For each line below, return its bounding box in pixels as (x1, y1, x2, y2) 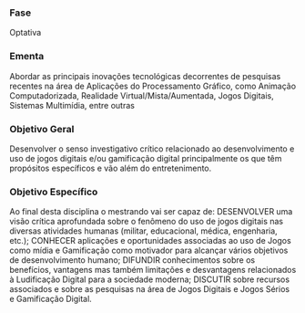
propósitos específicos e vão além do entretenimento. (9, 162, 212, 173)
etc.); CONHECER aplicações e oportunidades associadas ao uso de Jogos (9, 235, 291, 246)
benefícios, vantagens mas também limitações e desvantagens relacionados (9, 265, 297, 276)
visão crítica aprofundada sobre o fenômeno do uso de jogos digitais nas (9, 216, 284, 227)
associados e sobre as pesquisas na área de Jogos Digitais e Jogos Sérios (9, 284, 290, 295)
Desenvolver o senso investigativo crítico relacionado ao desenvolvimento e (9, 143, 295, 154)
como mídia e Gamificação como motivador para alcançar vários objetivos (9, 245, 289, 256)
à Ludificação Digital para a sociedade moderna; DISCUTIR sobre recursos (9, 274, 290, 285)
